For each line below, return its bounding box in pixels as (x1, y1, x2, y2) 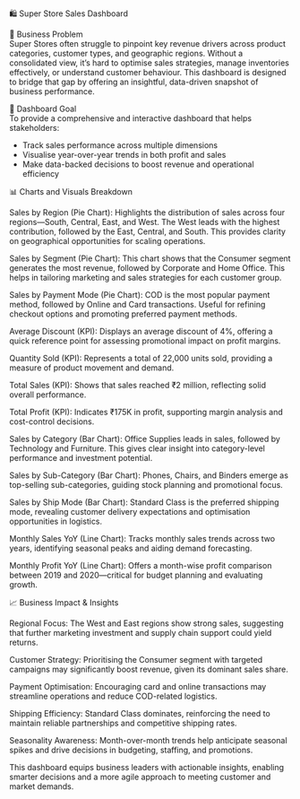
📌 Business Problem (9, 29, 83, 39)
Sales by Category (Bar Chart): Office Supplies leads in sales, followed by (9, 434, 280, 444)
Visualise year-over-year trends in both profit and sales (21, 150, 227, 160)
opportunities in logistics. (9, 516, 103, 526)
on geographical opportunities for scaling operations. (9, 236, 206, 246)
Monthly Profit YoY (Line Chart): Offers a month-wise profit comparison (9, 560, 272, 570)
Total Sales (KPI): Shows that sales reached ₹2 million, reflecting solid (9, 380, 267, 390)
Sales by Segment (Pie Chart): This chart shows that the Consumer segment (9, 253, 291, 264)
